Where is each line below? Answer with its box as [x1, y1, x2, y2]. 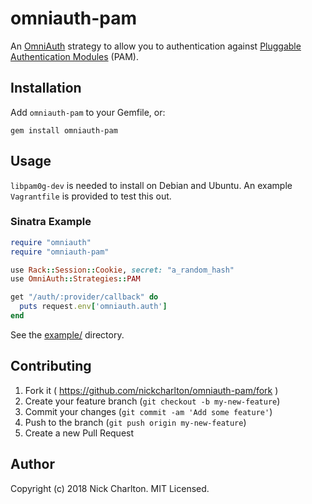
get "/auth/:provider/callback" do [10, 292, 159, 302]
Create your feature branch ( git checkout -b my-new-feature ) [24, 395, 281, 407]
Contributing [10, 358, 92, 375]
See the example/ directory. [10, 328, 125, 341]
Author [10, 456, 55, 473]
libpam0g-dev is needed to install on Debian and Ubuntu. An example [10, 179, 293, 191]
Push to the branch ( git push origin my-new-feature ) [24, 416, 247, 428]
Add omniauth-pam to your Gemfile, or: [10, 106, 166, 118]
